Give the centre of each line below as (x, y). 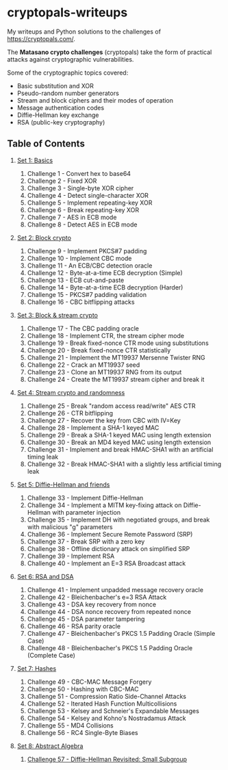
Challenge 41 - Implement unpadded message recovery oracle (115, 589)
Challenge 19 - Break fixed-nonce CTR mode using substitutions (118, 343)
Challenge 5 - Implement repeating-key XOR (90, 203)
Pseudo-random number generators (68, 93)
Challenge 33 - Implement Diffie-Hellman (85, 498)
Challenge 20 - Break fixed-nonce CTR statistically (99, 350)
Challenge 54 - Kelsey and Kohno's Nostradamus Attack (106, 718)
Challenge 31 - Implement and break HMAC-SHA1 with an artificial (120, 449)
